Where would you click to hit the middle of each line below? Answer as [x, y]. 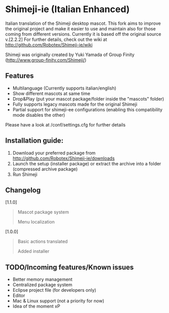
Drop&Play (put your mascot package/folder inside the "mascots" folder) [88, 99]
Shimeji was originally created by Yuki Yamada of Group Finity [70, 55]
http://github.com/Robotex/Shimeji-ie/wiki [49, 44]
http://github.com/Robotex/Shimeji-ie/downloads [64, 158]
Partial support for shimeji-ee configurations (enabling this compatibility [88, 109]
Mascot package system [43, 212]
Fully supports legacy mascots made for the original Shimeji [75, 104]
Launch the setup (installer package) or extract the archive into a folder [87, 163]
